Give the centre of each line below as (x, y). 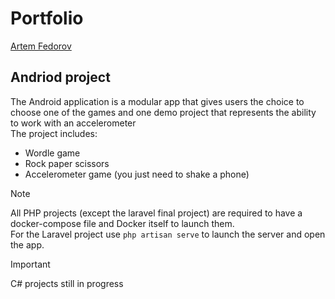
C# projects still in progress (67, 283)
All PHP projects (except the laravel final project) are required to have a (156, 213)
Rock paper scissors (67, 163)
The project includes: (54, 133)
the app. (27, 244)
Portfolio (47, 18)
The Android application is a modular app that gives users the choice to (157, 101)
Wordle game (52, 153)
